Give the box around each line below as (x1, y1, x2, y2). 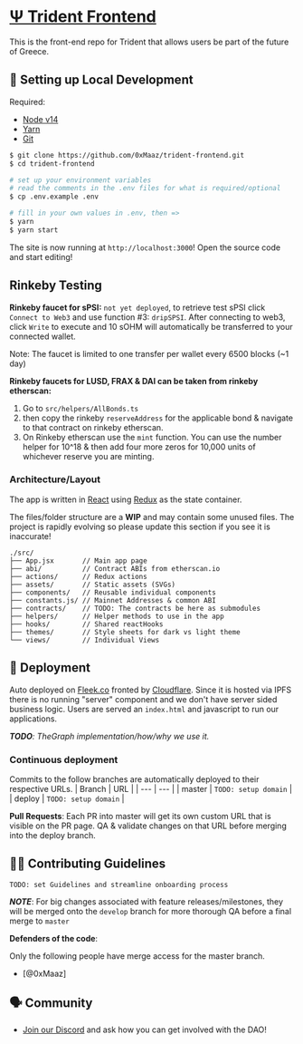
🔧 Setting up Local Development (9, 72, 194, 88)
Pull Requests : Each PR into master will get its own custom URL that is (9, 810, 271, 821)
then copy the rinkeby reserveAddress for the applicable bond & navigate (22, 412, 294, 423)
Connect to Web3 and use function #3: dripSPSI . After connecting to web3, (9, 311, 286, 323)
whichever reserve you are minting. (22, 450, 155, 461)
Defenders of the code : (9, 933, 98, 943)
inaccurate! (9, 530, 52, 541)
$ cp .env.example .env (9, 192, 99, 201)
